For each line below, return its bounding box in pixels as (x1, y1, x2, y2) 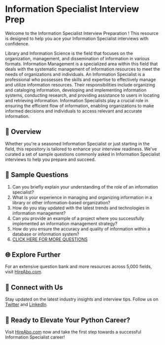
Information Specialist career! (5, 334, 65, 340)
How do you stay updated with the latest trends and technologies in (12, 205, 150, 211)
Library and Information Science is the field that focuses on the (5, 50, 133, 56)
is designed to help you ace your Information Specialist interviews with (5, 36, 149, 41)
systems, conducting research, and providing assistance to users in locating (5, 92, 160, 98)
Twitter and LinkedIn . (5, 302, 48, 307)
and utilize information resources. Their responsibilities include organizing (5, 81, 155, 87)
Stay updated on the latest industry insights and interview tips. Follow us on (5, 296, 159, 302)
